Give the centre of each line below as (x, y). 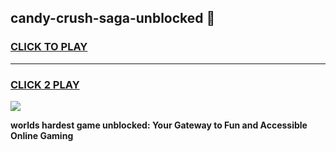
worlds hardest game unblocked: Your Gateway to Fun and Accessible (159, 125)
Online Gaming (42, 135)
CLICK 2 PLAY (45, 84)
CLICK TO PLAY (49, 47)
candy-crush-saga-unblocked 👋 (113, 18)
